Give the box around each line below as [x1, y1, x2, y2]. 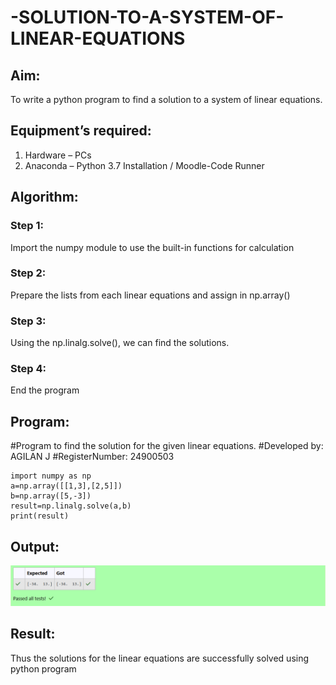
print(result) [10, 511, 70, 521]
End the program [10, 384, 80, 396]
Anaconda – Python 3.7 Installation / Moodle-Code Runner [24, 159, 265, 171]
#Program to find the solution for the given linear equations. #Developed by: [10, 440, 324, 452]
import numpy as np [10, 471, 92, 481]
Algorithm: [10, 189, 79, 206]
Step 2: [10, 266, 47, 280]
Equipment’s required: [10, 122, 152, 140]
